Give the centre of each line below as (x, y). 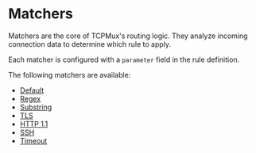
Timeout (33, 140)
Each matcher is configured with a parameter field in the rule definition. (124, 59)
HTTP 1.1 (34, 124)
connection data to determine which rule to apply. (90, 44)
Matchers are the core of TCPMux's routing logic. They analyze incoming (128, 36)
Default (32, 90)
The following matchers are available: (70, 75)
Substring (36, 107)
